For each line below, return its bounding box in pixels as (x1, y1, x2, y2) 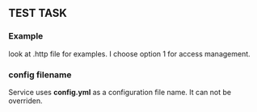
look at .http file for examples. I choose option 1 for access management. (8, 48, 251, 59)
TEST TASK (8, 6, 67, 20)
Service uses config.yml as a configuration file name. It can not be (8, 87, 232, 97)
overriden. (8, 96, 43, 106)
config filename (8, 68, 72, 80)
